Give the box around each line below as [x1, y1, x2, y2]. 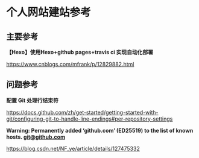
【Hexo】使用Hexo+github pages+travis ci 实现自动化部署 [6, 49, 154, 55]
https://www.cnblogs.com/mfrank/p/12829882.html [6, 61, 134, 68]
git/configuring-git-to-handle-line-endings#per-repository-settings [6, 115, 173, 122]
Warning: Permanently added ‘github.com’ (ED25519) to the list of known [6, 127, 194, 134]
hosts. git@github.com [6, 133, 65, 141]
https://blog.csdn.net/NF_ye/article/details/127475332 [6, 145, 140, 152]
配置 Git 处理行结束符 [6, 96, 59, 104]
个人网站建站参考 [6, 5, 92, 19]
